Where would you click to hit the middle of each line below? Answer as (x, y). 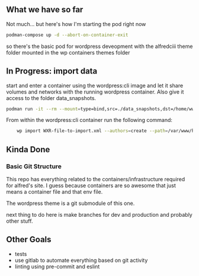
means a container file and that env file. (54, 191)
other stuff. (20, 221)
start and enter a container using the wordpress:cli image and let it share (95, 85)
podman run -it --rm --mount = (44, 109)
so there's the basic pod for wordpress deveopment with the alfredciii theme (99, 46)
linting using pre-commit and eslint (57, 267)
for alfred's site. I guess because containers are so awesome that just (91, 185)
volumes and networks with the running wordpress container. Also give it (95, 92)
